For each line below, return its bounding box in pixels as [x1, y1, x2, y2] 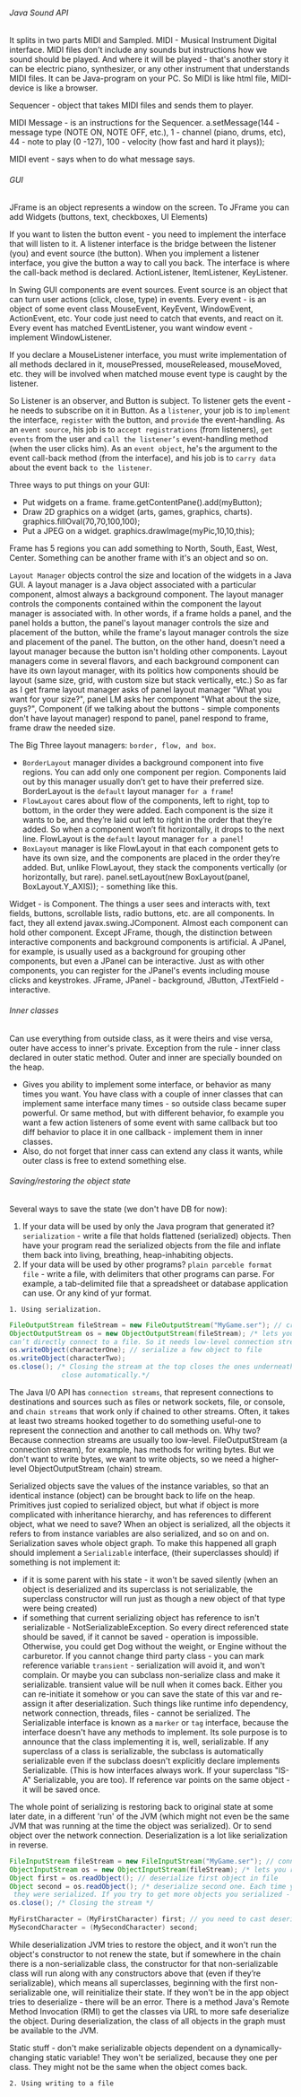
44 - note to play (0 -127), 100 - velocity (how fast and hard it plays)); [9, 136, 265, 147]
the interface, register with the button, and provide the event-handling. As [9, 415, 285, 425]
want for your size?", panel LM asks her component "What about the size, [9, 694, 281, 704]
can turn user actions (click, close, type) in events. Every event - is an [9, 294, 267, 305]
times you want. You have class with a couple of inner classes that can [21, 1088, 284, 1099]
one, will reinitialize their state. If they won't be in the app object [53, 1987, 289, 1997]
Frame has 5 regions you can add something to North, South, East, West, [9, 543, 278, 554]
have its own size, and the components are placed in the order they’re [21, 852, 280, 863]
